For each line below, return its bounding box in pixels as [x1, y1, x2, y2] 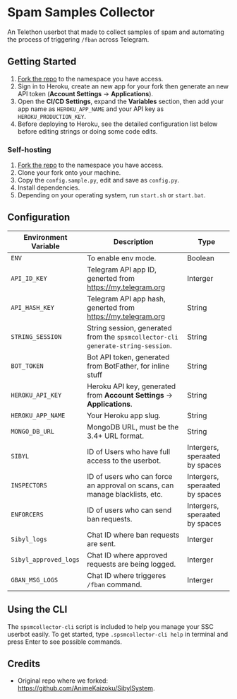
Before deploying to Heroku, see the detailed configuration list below [17, 120, 218, 128]
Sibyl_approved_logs [11, 555, 80, 563]
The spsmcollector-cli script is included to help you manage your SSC [7, 622, 214, 630]
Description [113, 236, 154, 246]
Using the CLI [7, 603, 68, 616]
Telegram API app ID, [87, 265, 157, 275]
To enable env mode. [87, 253, 157, 262]
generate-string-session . [87, 340, 173, 350]
